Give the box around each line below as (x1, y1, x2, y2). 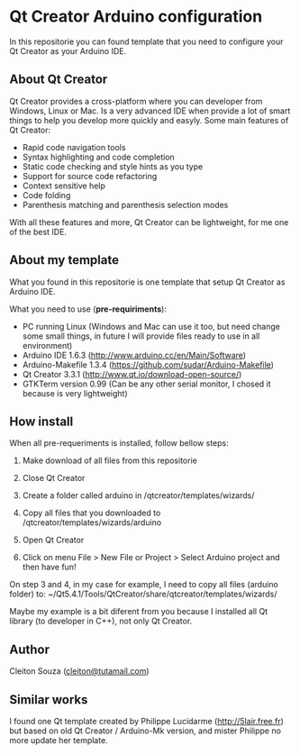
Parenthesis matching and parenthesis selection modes (22, 199, 229, 210)
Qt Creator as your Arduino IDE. (9, 45, 127, 56)
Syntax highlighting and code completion (22, 151, 176, 162)
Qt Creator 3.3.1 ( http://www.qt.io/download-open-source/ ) (22, 368, 242, 379)
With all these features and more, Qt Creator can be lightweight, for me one (9, 216, 289, 227)
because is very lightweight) (22, 387, 128, 398)
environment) (22, 340, 73, 350)
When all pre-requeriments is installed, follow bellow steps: (9, 438, 230, 449)
